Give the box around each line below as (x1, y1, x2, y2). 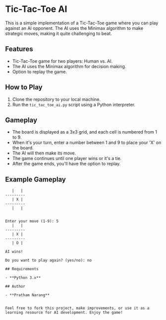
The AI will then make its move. (12, 150, 76, 156)
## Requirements (5, 267, 39, 272)
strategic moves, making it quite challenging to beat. (5, 30, 112, 36)
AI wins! (5, 249, 23, 254)
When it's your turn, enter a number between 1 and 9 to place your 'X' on (12, 140, 162, 146)
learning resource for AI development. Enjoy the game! (5, 310, 123, 315)
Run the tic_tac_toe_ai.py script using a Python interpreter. (12, 101, 135, 107)
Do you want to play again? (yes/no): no (5, 258, 92, 263)
